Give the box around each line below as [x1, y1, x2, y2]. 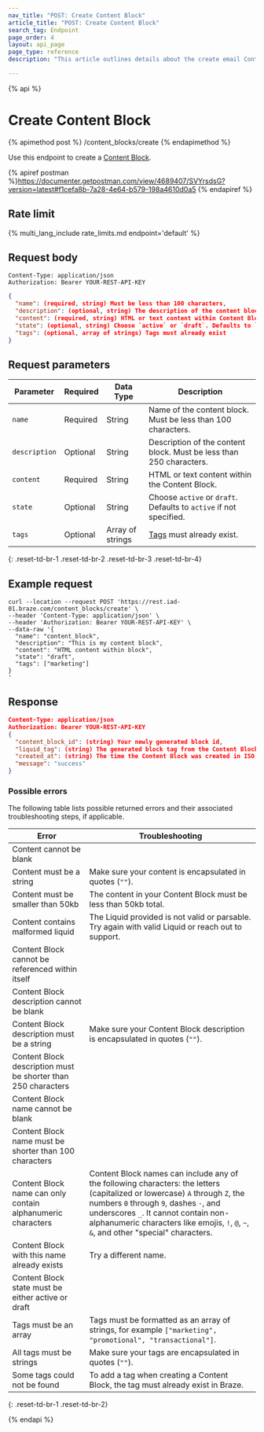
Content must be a [12, 867, 80, 878]
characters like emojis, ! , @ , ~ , [141, 1217, 250, 1228]
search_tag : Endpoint [8, 26, 79, 34]
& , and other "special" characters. [89, 1228, 213, 1239]
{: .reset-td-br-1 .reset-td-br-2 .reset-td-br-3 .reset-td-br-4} [8, 554, 202, 564]
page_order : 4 [8, 33, 55, 42]
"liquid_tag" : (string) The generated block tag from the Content [15, 745, 237, 753]
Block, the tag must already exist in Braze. [89, 1379, 244, 1390]
